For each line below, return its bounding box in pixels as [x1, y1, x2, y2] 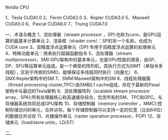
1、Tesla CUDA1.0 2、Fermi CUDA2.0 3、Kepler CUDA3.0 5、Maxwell [5, 15, 150, 21]
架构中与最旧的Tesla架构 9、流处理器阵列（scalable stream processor [5, 88, 150, 94]
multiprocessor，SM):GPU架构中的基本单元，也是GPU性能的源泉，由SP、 [5, 57, 159, 62]
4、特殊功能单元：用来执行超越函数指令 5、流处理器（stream [5, 50, 132, 56]
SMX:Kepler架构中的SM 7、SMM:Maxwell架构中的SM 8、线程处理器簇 [5, 75, 151, 81]
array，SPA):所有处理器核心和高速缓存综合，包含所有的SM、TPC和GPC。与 [5, 94, 162, 100]
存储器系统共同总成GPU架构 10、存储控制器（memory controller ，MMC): [5, 100, 158, 106]
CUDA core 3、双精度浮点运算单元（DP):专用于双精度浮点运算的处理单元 [5, 44, 156, 50]
